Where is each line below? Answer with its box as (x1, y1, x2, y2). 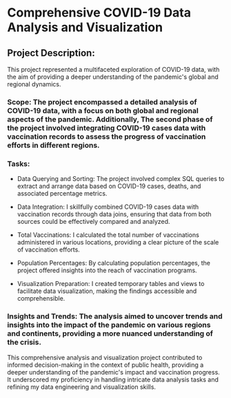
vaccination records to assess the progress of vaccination (7, 131, 206, 141)
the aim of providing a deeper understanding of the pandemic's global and (7, 73, 219, 81)
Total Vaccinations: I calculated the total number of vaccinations (17, 231, 200, 239)
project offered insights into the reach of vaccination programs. (17, 266, 198, 274)
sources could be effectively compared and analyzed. (17, 218, 170, 226)
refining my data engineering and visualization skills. (7, 382, 157, 391)
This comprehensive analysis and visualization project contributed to (7, 353, 203, 361)
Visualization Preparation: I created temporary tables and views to (17, 280, 205, 288)
